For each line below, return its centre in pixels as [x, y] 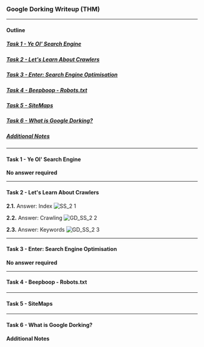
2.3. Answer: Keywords [36, 229]
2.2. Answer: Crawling [34, 218]
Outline [16, 30]
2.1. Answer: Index [29, 206]
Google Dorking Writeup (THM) [53, 9]
